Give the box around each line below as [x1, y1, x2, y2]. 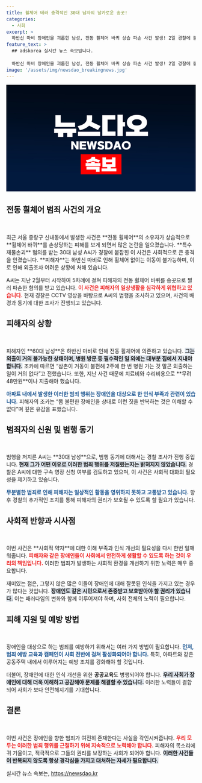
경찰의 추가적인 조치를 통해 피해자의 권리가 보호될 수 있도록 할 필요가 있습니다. [12, 496, 195, 503]
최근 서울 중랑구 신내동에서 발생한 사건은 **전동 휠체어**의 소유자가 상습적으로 [6, 233, 191, 241]
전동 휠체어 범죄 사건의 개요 [6, 205, 101, 215]
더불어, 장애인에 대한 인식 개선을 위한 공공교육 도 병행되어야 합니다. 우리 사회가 [6, 671, 189, 678]
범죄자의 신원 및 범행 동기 [6, 425, 94, 435]
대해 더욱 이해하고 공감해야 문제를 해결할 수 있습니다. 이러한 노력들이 [22, 679, 182, 686]
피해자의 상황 [6, 318, 52, 329]
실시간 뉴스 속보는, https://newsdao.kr [6, 769, 98, 777]
